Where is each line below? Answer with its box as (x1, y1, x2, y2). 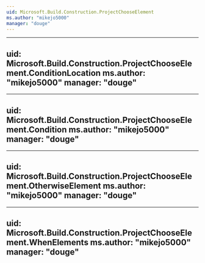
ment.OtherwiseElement (6, 181, 101, 191)
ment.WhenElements (6, 237, 88, 248)
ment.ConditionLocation (6, 68, 101, 78)
